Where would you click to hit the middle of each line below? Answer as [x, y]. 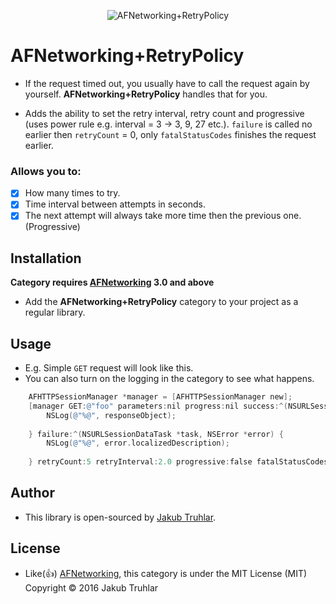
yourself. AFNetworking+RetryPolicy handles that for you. [146, 94]
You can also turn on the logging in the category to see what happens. [169, 379]
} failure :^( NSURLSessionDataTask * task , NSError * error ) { [156, 434]
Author [32, 493]
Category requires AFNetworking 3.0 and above [112, 282]
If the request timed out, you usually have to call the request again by [167, 83]
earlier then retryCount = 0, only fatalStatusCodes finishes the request [170, 134]
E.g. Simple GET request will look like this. [109, 368]
